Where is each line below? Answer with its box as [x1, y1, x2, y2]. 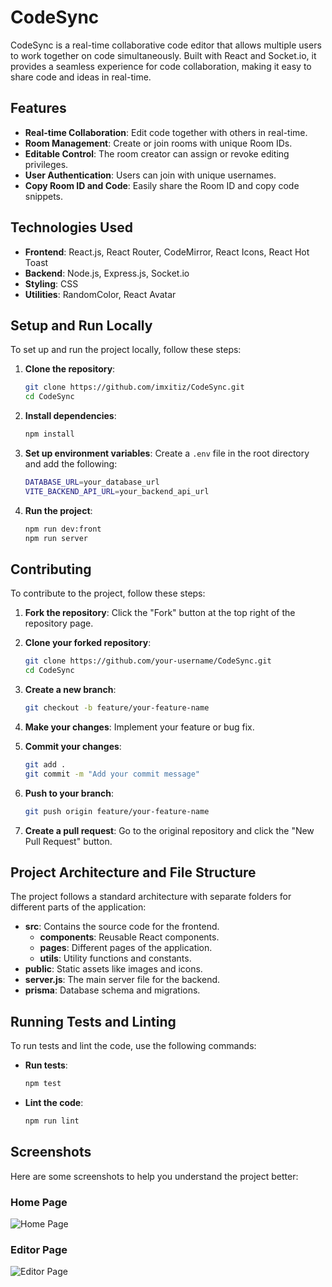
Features [10, 100, 67, 117]
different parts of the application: [10, 901, 147, 913]
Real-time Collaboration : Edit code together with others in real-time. [24, 126, 308, 138]
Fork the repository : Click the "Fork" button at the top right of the [24, 607, 296, 619]
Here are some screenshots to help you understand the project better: [10, 1170, 299, 1182]
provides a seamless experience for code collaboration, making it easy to [10, 60, 312, 72]
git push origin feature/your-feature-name [24, 806, 210, 816]
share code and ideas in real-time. [10, 71, 152, 83]
